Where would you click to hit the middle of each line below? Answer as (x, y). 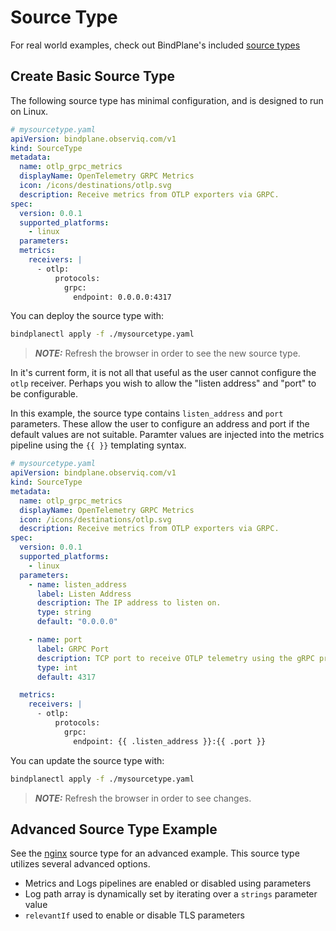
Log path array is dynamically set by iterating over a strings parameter (171, 894)
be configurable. (44, 394)
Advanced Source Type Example (114, 829)
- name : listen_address (78, 584)
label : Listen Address (84, 594)
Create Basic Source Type (92, 76)
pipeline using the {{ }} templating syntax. (98, 445)
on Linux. (29, 111)
